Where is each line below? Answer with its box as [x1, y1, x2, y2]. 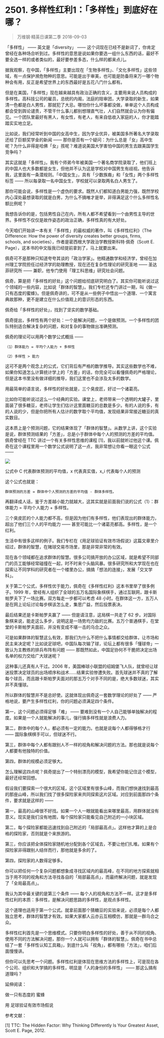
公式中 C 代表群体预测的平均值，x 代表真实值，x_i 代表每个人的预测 [5, 468, 141, 474]
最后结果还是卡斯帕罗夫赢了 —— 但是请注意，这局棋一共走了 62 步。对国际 [5, 612, 156, 618]
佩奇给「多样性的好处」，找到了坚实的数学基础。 [5, 307, 102, 313]
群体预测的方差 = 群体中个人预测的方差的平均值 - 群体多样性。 [5, 489, 117, 494]
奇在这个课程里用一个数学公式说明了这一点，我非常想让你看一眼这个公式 [5, 443, 150, 449]
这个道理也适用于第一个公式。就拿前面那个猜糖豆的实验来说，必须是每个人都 [5, 907, 159, 913]
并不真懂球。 [5, 682, 31, 688]
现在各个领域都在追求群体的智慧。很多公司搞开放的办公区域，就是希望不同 [5, 554, 155, 560]
